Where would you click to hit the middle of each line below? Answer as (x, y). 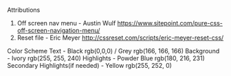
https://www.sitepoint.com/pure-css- (170, 23)
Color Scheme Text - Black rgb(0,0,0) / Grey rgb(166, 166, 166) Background (113, 51)
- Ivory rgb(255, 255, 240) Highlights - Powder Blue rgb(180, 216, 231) (106, 58)
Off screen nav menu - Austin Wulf (66, 23)
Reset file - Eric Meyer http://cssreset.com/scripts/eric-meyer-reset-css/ (120, 38)
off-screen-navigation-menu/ (58, 30)
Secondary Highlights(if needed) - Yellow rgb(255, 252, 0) (89, 65)
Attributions (24, 10)
